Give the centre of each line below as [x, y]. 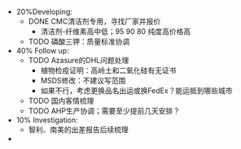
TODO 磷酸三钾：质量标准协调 [79, 41]
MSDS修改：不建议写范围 [83, 81]
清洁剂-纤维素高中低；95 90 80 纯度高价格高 [116, 31]
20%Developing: [44, 12]
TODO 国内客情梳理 [61, 101]
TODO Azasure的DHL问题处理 [79, 60]
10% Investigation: [47, 120]
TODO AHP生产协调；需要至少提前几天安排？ [104, 111]
